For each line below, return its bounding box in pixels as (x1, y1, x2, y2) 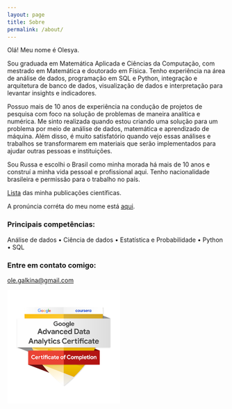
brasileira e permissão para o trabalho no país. (7, 175, 140, 184)
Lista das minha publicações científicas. (7, 189, 122, 197)
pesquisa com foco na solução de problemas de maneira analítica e (7, 110, 201, 118)
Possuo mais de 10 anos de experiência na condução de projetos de (7, 102, 203, 111)
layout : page (7, 11, 45, 18)
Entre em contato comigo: (7, 260, 97, 270)
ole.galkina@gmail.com (7, 276, 74, 284)
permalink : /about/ (7, 26, 64, 33)
